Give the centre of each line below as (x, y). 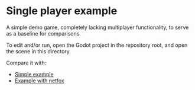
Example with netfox (39, 81)
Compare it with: (26, 63)
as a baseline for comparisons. (44, 33)
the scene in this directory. (38, 51)
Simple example (34, 74)
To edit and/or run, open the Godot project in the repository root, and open (97, 45)
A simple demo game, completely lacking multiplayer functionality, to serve (97, 27)
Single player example (62, 11)
